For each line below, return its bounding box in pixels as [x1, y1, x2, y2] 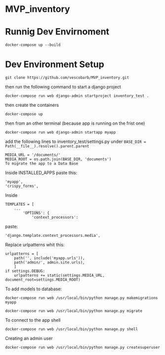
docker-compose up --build [5, 43, 61, 47]
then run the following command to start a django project [5, 84, 121, 90]
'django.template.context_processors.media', [5, 233, 100, 238]
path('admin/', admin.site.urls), [14, 260, 85, 265]
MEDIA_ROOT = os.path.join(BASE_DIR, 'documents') [5, 157, 112, 162]
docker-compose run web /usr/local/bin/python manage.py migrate [5, 309, 142, 313]
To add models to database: [5, 286, 62, 292]
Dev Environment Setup [5, 59, 105, 70]
